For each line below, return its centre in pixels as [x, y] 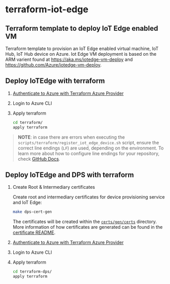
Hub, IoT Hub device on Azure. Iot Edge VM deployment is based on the [81, 54]
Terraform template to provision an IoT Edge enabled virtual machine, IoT [82, 49]
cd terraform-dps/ [32, 272]
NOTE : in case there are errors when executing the [71, 137]
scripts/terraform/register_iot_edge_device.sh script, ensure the [88, 142]
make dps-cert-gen [32, 212]
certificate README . [34, 233]
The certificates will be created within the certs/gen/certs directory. [85, 222]
